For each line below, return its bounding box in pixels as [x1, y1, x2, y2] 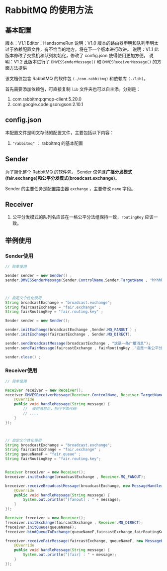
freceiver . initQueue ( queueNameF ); [5, 525, 77, 530]
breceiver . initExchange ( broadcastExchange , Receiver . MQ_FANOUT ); [5, 474, 146, 479]
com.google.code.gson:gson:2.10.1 [12, 102, 83, 107]
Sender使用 [5, 252, 34, 259]
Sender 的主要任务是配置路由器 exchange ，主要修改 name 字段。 [5, 185, 136, 192]
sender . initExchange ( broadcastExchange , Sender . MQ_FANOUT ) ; [5, 327, 137, 333]
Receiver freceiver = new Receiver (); [5, 516, 85, 521]
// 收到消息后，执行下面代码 [23, 406, 77, 411]
